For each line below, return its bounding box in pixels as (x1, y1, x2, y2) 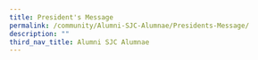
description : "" (9, 29, 70, 38)
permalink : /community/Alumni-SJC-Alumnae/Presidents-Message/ (9, 21, 250, 30)
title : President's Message (9, 12, 114, 22)
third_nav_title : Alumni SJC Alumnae (9, 37, 150, 47)
